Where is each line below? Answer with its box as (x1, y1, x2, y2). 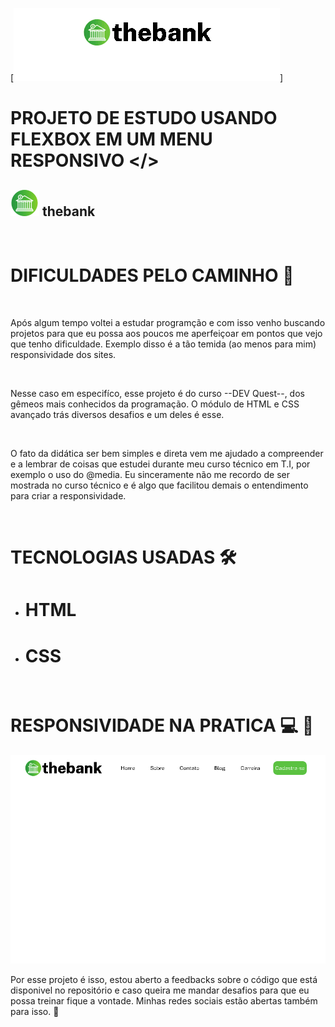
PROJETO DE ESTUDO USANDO (10, 107, 278, 130)
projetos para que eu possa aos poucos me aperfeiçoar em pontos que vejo (10, 327, 323, 339)
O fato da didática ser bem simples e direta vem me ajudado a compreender (10, 447, 324, 459)
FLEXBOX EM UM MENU (10, 128, 213, 151)
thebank (41, 203, 96, 220)
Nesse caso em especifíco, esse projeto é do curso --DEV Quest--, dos (10, 387, 305, 399)
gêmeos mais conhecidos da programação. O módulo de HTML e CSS (10, 398, 300, 410)
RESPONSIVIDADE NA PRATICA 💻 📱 (10, 714, 315, 737)
